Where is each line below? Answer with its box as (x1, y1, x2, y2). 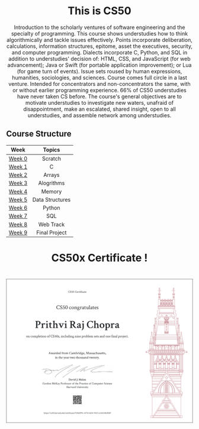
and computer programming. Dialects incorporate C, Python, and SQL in (11, 49, 188, 56)
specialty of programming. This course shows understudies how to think (11, 30, 188, 37)
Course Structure (6, 129, 72, 139)
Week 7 (8, 212, 28, 220)
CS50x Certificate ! (51, 251, 148, 265)
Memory (41, 188, 62, 195)
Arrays (43, 172, 60, 178)
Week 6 (8, 204, 28, 211)
